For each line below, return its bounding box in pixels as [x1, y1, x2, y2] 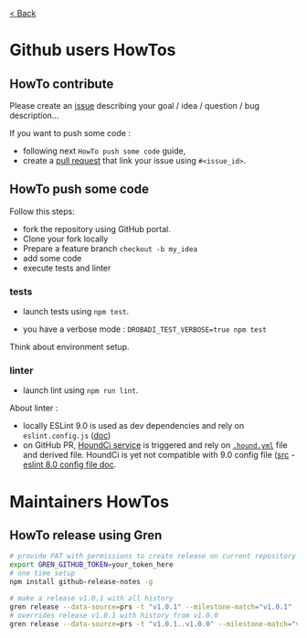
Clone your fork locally [22, 233, 109, 244]
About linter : [9, 402, 58, 414]
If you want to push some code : [9, 128, 131, 138]
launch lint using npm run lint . [22, 385, 139, 396]
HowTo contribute [9, 76, 114, 91]
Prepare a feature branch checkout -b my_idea [22, 242, 198, 254]
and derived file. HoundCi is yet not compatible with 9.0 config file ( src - [22, 450, 295, 461]
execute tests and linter [22, 262, 111, 273]
